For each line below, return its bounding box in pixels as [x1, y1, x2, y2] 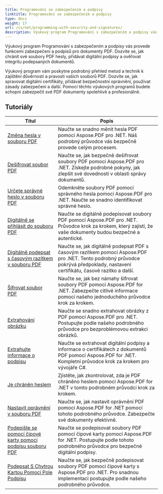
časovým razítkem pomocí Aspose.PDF [58, 249, 147, 256]
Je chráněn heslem [7, 381, 51, 388]
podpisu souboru [7, 442, 47, 449]
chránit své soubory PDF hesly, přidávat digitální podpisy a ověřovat [5, 54, 141, 59]
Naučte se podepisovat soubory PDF [58, 424, 142, 431]
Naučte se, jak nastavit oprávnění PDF [58, 398, 145, 405]
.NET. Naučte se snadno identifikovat [58, 196, 142, 203]
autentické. [58, 235, 83, 241]
